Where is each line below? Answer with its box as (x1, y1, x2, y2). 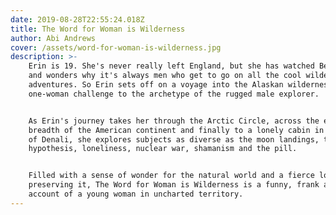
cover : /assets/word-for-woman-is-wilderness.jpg (10, 42, 222, 53)
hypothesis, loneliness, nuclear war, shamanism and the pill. (28, 144, 298, 154)
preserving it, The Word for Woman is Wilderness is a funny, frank (28, 180, 320, 190)
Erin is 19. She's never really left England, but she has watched (28, 61, 315, 71)
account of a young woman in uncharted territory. (28, 189, 244, 199)
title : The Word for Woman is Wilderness (10, 24, 186, 34)
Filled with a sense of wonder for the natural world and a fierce (28, 171, 315, 181)
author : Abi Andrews (10, 33, 97, 43)
